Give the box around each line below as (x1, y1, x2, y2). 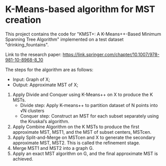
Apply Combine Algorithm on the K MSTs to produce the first (12, 124, 140, 130)
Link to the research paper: (5, 51, 62, 58)
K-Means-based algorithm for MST (5, 4, 155, 15)
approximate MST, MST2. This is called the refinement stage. (12, 140, 141, 146)
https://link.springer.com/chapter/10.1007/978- (62, 51, 160, 58)
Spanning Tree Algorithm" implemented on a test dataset (5, 36, 124, 42)
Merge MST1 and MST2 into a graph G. (12, 145, 94, 151)
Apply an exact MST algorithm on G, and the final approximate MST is (12, 150, 158, 156)
